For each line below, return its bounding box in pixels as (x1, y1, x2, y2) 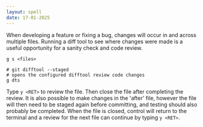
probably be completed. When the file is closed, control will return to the (6, 107, 187, 114)
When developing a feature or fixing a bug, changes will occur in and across (6, 31, 197, 38)
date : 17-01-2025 (6, 15, 50, 21)
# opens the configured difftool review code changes (6, 72, 145, 78)
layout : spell (6, 9, 42, 15)
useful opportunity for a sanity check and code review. (6, 44, 143, 52)
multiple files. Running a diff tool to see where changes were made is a (6, 38, 183, 45)
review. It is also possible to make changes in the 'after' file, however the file (6, 94, 197, 101)
